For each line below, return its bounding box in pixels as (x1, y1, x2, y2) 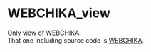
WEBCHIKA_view (7, 5, 110, 21)
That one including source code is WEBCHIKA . (7, 36, 145, 44)
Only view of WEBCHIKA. (7, 28, 82, 37)
